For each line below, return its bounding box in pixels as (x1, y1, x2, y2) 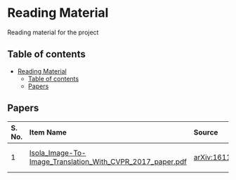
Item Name (29, 127, 67, 137)
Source (193, 127, 218, 137)
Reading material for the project (7, 28, 99, 36)
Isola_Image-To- (29, 148, 86, 158)
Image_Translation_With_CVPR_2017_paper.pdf (29, 156, 188, 166)
